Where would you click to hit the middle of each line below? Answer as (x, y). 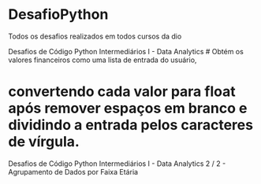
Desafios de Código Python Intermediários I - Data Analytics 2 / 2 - (117, 164)
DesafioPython (58, 15)
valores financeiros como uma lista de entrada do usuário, (103, 60)
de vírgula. (44, 142)
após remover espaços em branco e (128, 109)
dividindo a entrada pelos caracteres (131, 125)
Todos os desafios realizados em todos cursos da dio (95, 36)
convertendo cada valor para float (122, 92)
